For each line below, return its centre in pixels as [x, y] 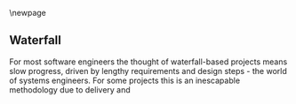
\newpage [28, 13]
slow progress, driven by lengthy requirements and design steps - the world [148, 71]
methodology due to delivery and [70, 89]
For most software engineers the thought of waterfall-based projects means [148, 62]
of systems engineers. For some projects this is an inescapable [125, 80]
